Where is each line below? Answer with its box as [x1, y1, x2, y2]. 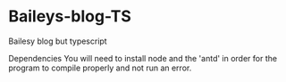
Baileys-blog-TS [8, 6, 131, 27]
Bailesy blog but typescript [8, 36, 108, 46]
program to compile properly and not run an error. [8, 62, 192, 73]
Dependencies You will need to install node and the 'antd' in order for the [8, 53, 278, 63]
